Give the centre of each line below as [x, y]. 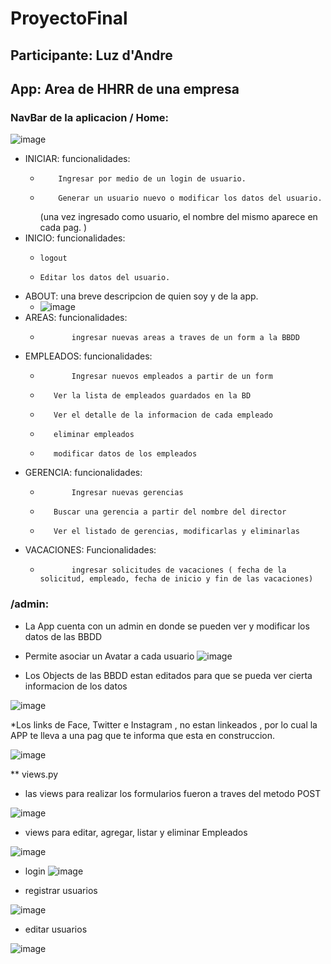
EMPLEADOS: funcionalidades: [88, 356]
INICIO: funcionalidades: [75, 238]
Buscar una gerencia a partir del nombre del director [170, 512]
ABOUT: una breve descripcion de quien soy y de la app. [141, 296]
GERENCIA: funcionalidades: [83, 473]
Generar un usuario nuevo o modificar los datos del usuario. [190, 198]
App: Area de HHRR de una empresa [125, 88]
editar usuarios [56, 929]
